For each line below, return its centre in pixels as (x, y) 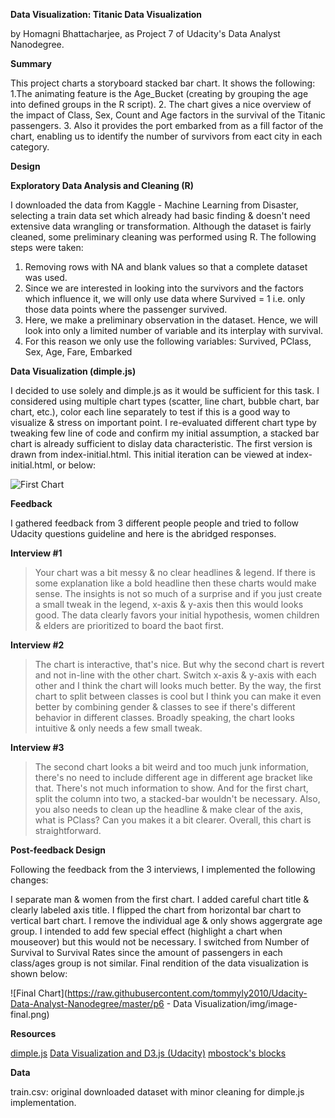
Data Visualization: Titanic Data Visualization (106, 14)
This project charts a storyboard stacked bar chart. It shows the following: (163, 83)
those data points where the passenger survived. (126, 309)
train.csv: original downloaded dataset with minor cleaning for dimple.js (157, 1092)
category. (30, 147)
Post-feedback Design (58, 850)
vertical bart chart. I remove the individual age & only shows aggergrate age (166, 920)
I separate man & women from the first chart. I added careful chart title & (160, 899)
